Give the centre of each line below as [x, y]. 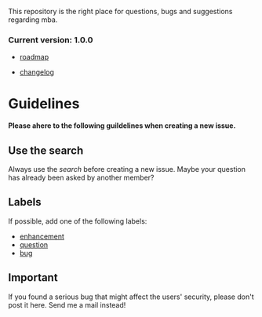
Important [33, 278]
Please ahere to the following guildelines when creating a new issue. [122, 126]
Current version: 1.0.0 [51, 40]
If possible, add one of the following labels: [78, 221]
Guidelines [44, 104]
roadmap [34, 57]
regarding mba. [33, 20]
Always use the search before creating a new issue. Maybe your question [127, 169]
